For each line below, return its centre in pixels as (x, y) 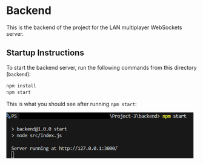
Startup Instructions (45, 53)
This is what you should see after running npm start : (72, 104)
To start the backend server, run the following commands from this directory (101, 67)
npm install (21, 86)
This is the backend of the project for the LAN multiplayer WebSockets (94, 27)
